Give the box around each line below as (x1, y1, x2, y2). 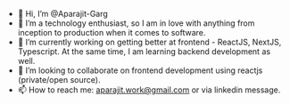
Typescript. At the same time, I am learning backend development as (17, 46, 270, 57)
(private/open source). (17, 75, 101, 84)
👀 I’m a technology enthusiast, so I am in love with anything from (17, 18, 255, 28)
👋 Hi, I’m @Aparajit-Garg (17, 9, 109, 19)
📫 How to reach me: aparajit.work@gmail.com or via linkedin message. (17, 84, 281, 95)
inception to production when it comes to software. (17, 28, 206, 37)
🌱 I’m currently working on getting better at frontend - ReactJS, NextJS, (17, 36, 282, 47)
